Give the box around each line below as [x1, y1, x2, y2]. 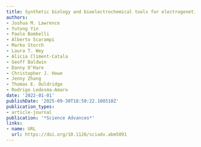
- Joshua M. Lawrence [6, 20, 60, 26]
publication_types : [6, 103, 55, 110]
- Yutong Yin [6, 25, 39, 32]
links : [6, 121, 23, 127]
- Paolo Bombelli [6, 31, 50, 37]
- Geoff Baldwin [6, 59, 47, 65]
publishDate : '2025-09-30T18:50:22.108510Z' [6, 98, 119, 104]
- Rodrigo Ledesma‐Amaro [6, 87, 68, 93]
